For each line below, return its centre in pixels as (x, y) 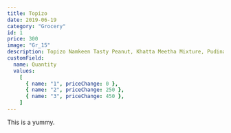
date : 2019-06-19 (32, 20)
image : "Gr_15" (29, 45)
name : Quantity (35, 64)
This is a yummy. (31, 122)
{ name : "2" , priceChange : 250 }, (75, 90)
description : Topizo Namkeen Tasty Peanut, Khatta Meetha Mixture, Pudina (117, 52)
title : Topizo (27, 13)
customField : (26, 58)
